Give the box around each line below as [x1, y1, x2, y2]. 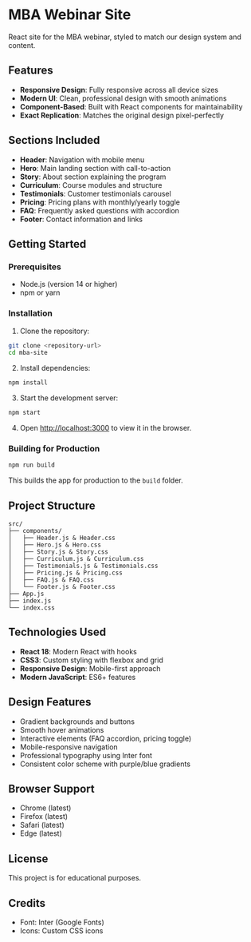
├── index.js [8, 597, 52, 605]
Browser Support [8, 782, 96, 796]
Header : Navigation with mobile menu [19, 154, 145, 165]
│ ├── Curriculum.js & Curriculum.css [8, 555, 145, 563]
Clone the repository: [19, 326, 90, 336]
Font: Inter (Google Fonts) [19, 917, 105, 928]
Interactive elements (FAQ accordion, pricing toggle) [19, 733, 192, 743]
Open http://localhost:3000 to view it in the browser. [19, 423, 192, 433]
